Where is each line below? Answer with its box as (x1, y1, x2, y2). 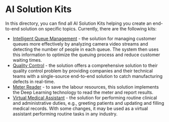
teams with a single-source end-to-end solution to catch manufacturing (12, 73, 163, 79)
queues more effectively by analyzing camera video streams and (12, 40, 148, 47)
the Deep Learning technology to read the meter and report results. (12, 89, 154, 95)
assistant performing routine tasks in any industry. (12, 110, 118, 117)
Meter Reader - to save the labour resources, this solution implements (12, 84, 159, 90)
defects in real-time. (12, 78, 55, 85)
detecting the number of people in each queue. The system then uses (12, 46, 159, 52)
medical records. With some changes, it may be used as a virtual (12, 105, 148, 111)
